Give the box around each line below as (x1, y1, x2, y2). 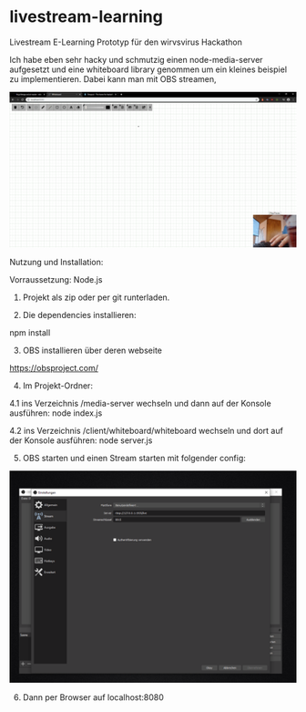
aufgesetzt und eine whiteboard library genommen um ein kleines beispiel (9, 64, 288, 75)
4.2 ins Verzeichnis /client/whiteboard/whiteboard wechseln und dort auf (9, 425, 284, 436)
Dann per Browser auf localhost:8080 (22, 691, 164, 703)
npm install (9, 326, 51, 338)
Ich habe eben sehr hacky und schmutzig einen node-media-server (9, 54, 263, 65)
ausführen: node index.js (9, 408, 103, 418)
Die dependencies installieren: (22, 309, 137, 320)
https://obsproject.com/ (9, 362, 98, 373)
